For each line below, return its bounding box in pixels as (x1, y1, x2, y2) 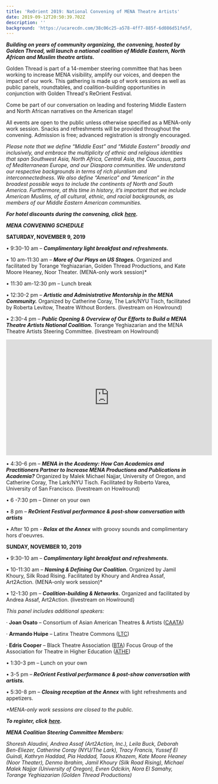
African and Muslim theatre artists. (6, 54, 95, 61)
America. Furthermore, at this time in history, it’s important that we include (6, 186, 186, 194)
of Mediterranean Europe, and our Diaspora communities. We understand (6, 162, 185, 169)
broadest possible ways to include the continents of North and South (6, 181, 173, 188)
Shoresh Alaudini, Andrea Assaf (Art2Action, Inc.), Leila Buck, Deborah (6, 740, 179, 748)
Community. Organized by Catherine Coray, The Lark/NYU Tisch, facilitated (6, 298, 191, 305)
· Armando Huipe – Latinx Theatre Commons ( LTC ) (6, 630, 130, 638)
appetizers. (6, 695, 33, 702)
